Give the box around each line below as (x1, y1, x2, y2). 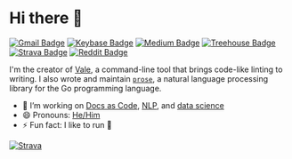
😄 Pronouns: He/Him (21, 109, 101, 120)
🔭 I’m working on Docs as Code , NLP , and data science (21, 99, 224, 110)
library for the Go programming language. (9, 83, 162, 93)
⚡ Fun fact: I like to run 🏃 (21, 119, 113, 130)
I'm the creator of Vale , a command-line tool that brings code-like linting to (9, 64, 283, 75)
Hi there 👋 (9, 8, 83, 28)
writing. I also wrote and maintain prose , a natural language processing (9, 73, 269, 83)
